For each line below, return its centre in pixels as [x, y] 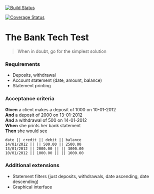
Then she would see [26, 131]
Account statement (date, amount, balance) [57, 80]
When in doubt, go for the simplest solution [62, 51]
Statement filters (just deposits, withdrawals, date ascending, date [80, 176]
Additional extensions [32, 166]
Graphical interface [32, 187]
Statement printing [31, 86]
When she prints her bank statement [43, 125]
